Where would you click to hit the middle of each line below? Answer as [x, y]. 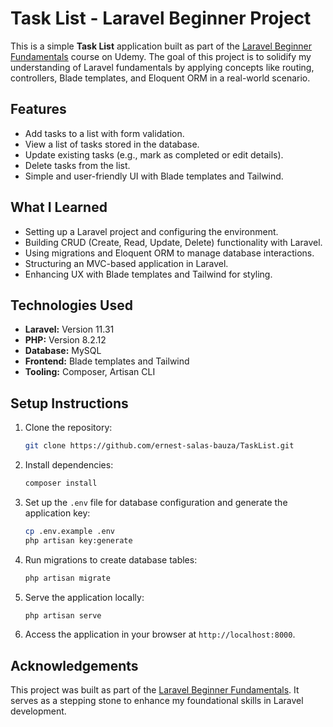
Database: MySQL [63, 351]
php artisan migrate [67, 578]
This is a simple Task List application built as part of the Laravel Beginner [161, 46]
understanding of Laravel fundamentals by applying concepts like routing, [162, 67]
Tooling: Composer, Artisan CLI [90, 372]
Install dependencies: [69, 465]
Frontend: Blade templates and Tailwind [107, 361]
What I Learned [59, 207]
